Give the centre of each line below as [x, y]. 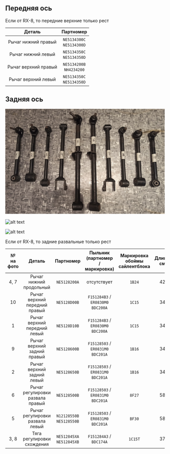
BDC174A [99, 442]
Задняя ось [24, 99]
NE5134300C [74, 40]
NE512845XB [68, 442]
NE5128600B [68, 349]
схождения [37, 444]
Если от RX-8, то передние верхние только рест [57, 20]
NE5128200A [68, 282]
